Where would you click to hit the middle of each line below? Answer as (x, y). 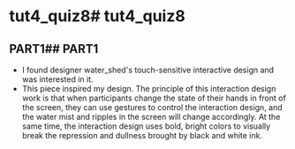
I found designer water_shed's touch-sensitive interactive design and (148, 70)
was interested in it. (58, 79)
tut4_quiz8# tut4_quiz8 (97, 16)
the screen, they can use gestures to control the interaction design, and (152, 107)
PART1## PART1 (54, 49)
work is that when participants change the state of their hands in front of (154, 98)
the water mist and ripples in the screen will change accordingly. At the (151, 117)
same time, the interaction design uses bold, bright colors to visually (146, 126)
